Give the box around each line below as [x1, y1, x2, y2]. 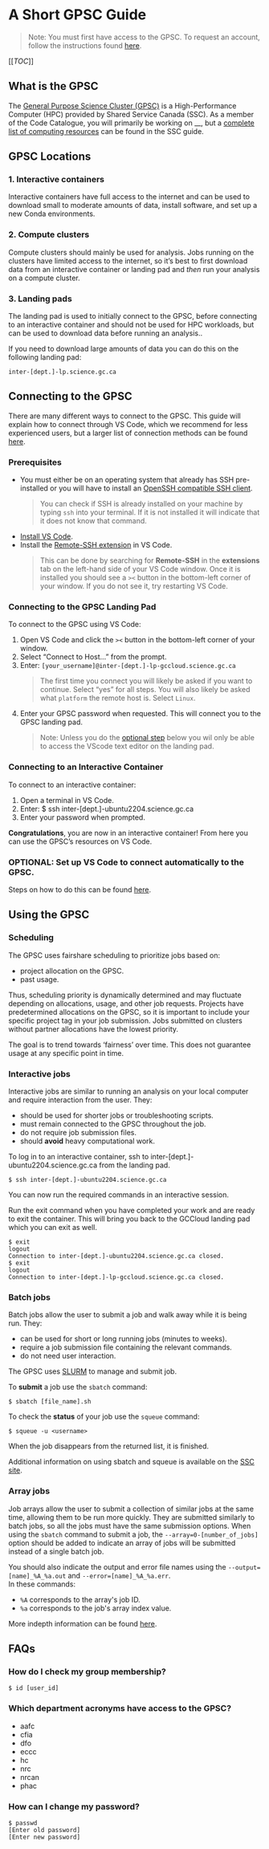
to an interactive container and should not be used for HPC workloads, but [8, 320, 255, 330]
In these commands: [8, 1579, 76, 1589]
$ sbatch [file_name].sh [8, 1398, 92, 1406]
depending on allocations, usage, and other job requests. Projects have [8, 998, 244, 1008]
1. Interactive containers [8, 174, 104, 185]
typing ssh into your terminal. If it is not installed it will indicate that [39, 507, 260, 517]
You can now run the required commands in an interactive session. [8, 1190, 230, 1199]
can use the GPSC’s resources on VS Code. [8, 837, 153, 846]
